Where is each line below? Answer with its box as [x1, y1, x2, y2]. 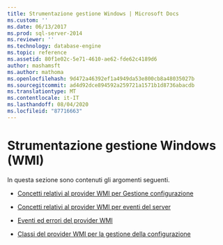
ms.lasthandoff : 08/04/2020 [7, 101, 89, 108]
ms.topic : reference [7, 50, 68, 57]
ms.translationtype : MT [7, 88, 77, 95]
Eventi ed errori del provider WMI [17, 216, 113, 224]
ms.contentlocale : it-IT [7, 95, 79, 102]
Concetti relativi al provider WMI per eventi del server [17, 202, 171, 211]
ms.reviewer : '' [7, 36, 54, 43]
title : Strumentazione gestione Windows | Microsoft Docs [7, 10, 179, 17]
